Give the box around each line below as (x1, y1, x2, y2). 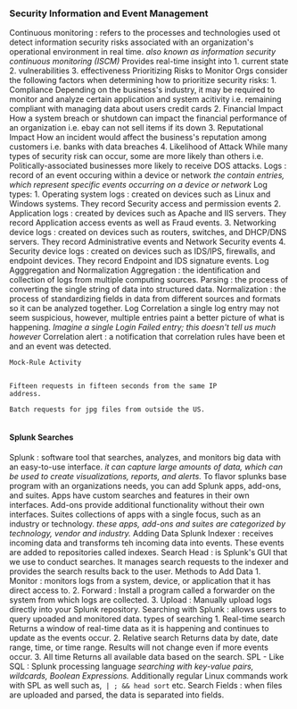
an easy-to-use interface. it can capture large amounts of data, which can (9, 461, 284, 472)
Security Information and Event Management (9, 7, 209, 20)
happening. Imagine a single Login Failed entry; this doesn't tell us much (9, 322, 276, 333)
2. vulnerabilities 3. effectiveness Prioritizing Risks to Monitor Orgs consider (9, 65, 288, 76)
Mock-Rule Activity (9, 359, 82, 367)
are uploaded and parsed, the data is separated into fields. (9, 689, 225, 700)
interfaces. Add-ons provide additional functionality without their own (9, 499, 265, 510)
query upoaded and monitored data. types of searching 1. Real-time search (9, 613, 285, 624)
